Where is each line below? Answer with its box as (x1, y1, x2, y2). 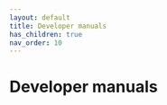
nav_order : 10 (9, 38, 63, 48)
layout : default (9, 13, 70, 22)
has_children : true (9, 30, 83, 39)
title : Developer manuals (9, 22, 107, 31)
